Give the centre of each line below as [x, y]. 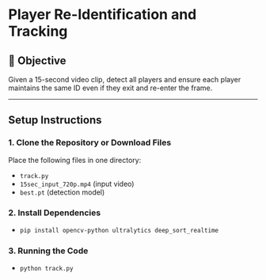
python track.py [46, 269]
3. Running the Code [48, 251]
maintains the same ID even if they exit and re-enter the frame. [110, 88]
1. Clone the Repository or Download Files [90, 142]
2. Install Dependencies [55, 213]
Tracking [38, 31]
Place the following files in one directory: [75, 160]
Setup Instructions [55, 120]
